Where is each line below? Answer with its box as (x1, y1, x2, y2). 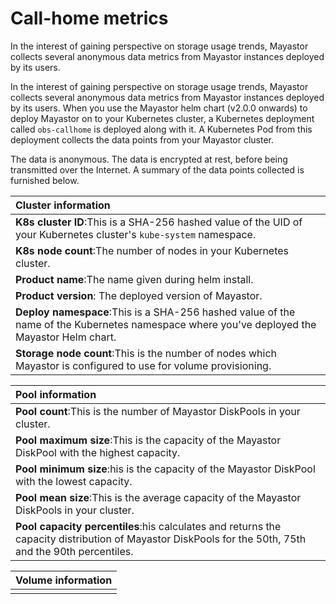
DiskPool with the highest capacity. (15, 445, 181, 459)
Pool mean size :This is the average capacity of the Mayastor (15, 490, 302, 504)
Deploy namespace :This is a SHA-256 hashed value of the (15, 305, 296, 319)
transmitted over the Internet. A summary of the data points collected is (10, 163, 305, 176)
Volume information (15, 573, 113, 587)
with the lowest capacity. (15, 474, 133, 488)
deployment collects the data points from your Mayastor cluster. (10, 133, 275, 146)
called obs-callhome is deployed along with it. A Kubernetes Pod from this (10, 123, 313, 135)
